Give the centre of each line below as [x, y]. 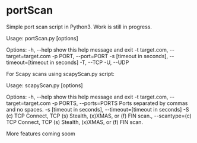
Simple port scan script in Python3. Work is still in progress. [79, 27]
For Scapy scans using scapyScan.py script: [60, 74]
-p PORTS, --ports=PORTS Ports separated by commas [120, 103]
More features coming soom [41, 134]
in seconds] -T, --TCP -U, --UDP [89, 62]
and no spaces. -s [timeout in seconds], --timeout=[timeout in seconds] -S [98, 109]
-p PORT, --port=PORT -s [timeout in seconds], [110, 56]
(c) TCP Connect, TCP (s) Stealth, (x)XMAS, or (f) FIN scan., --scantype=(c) [99, 116]
